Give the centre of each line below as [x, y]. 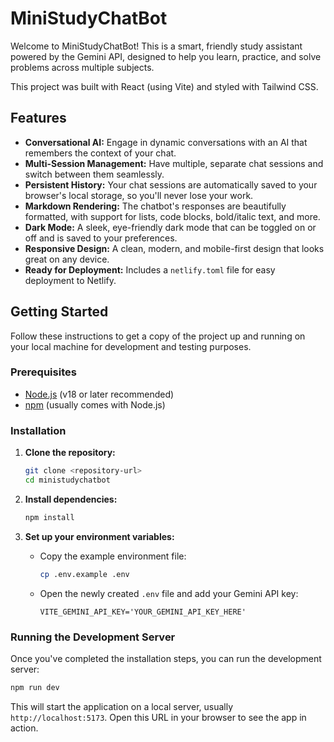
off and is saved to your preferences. [101, 238]
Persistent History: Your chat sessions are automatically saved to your [171, 184]
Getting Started [59, 312]
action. [24, 728]
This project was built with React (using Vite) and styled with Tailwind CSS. [164, 86]
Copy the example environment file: [113, 556]
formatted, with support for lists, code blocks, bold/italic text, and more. [172, 216]
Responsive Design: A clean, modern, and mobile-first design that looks [174, 248]
